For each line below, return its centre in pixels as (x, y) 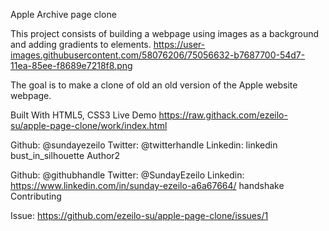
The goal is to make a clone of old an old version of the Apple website (154, 85)
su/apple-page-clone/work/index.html (89, 125)
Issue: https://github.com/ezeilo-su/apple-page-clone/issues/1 (139, 215)
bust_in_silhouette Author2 (65, 155)
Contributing (36, 196)
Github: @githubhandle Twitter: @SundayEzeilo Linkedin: (127, 175)
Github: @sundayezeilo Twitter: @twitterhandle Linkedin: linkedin (144, 145)
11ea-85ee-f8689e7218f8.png (71, 65)
